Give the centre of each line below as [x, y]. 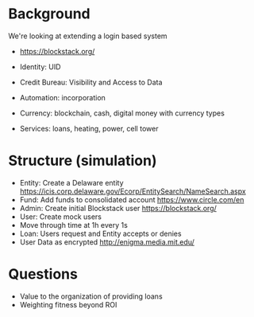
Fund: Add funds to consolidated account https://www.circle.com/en [132, 199]
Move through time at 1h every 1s [74, 225]
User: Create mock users [60, 217]
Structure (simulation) [83, 161]
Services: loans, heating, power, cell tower [89, 128]
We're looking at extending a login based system [88, 36]
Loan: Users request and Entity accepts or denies [100, 233]
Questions [43, 274]
